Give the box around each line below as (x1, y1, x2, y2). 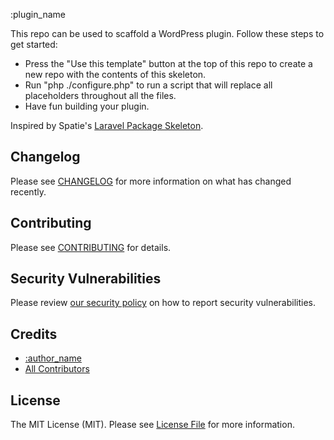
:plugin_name (10, 9, 66, 20)
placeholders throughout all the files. (24, 90, 177, 101)
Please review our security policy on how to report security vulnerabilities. (10, 297, 316, 309)
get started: (10, 39, 58, 50)
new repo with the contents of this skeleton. (24, 69, 207, 80)
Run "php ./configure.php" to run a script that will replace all (24, 79, 273, 91)
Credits (10, 325, 58, 343)
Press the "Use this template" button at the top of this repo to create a (24, 58, 313, 69)
